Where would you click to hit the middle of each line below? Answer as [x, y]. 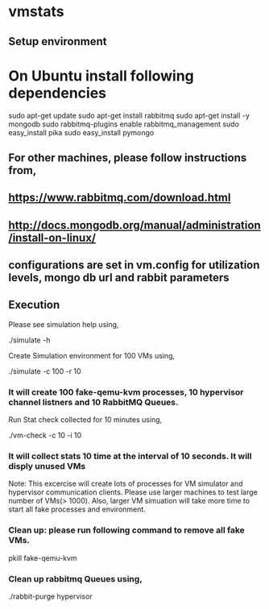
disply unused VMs [47, 466]
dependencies [58, 93]
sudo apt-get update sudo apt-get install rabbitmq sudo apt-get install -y [129, 115]
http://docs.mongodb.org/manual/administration [134, 225]
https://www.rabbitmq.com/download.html [120, 198]
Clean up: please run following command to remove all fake [126, 530]
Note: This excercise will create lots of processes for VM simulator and [126, 484]
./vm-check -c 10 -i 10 [45, 435]
